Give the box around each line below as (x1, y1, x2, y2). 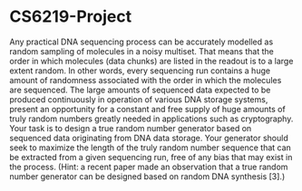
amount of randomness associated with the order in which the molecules (9, 74, 282, 85)
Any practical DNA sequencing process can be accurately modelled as (9, 36, 274, 47)
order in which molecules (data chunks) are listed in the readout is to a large (9, 55, 294, 66)
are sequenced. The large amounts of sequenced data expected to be (9, 84, 271, 95)
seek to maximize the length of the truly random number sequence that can (9, 142, 292, 153)
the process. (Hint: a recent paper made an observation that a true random (9, 161, 288, 172)
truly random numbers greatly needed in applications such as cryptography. (9, 113, 294, 124)
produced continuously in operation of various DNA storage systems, (9, 93, 268, 105)
